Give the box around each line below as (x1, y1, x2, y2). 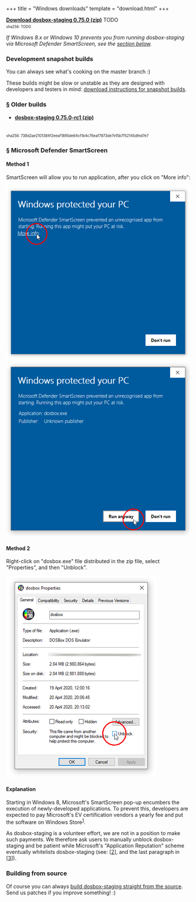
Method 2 (6, 544, 31, 551)
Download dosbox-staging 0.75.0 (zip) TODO (6, 16, 119, 23)
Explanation (6, 785, 36, 792)
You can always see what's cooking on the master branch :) (6, 68, 151, 75)
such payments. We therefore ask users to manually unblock (6, 836, 153, 843)
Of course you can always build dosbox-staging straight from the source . (6, 883, 183, 890)
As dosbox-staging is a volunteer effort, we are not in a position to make (6, 830, 181, 837)
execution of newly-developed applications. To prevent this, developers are (6, 805, 188, 812)
